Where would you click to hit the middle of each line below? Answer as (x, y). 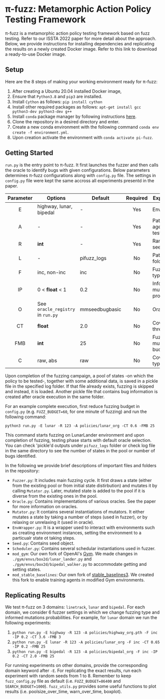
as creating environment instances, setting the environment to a (77, 533)
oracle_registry (56, 309)
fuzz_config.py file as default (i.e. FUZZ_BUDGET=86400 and (63, 681)
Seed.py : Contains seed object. (43, 543)
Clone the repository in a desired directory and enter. (66, 121)
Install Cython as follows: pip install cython (57, 102)
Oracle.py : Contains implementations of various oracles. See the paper (84, 501)
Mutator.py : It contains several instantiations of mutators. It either (78, 512)
